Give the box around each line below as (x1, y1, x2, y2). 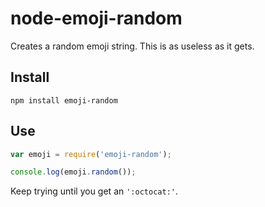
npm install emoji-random (10, 95, 118, 106)
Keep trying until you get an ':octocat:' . (10, 185, 178, 197)
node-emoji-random (10, 7, 183, 30)
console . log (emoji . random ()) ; (10, 167, 137, 177)
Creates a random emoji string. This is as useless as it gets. (10, 40, 255, 52)
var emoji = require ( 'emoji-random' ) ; (10, 149, 172, 159)
